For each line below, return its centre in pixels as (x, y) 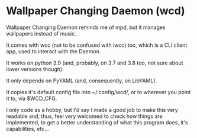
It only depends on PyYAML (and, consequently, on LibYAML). (82, 81)
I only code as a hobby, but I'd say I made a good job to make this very (92, 110)
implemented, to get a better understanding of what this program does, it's (97, 122)
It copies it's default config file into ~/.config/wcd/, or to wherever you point (98, 92)
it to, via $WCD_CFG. (32, 98)
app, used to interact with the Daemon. (54, 51)
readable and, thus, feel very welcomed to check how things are (84, 116)
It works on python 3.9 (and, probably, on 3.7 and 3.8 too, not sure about (95, 63)
